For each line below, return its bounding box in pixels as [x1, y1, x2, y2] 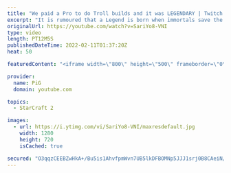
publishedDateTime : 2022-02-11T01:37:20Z [7, 42, 128, 49]
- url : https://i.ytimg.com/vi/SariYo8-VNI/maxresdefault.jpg [13, 124, 195, 130]
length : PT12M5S [7, 36, 54, 43]
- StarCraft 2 [13, 104, 54, 112]
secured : [7, 155, 32, 162]
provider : [7, 73, 36, 80]
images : [7, 117, 30, 124]
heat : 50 [7, 49, 32, 56]
